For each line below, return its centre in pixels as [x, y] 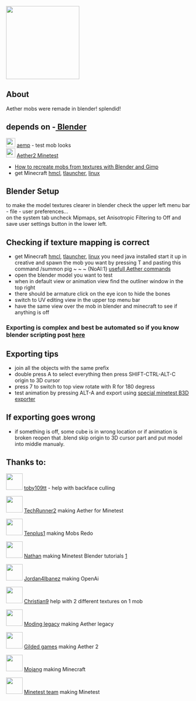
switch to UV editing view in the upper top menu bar [77, 300]
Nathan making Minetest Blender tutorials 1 [75, 556]
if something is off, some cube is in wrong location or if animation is [96, 431]
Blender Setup [33, 192]
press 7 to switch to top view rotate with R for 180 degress [85, 386]
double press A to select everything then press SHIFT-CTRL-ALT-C [95, 374]
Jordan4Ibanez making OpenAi [61, 578]
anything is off [32, 312]
